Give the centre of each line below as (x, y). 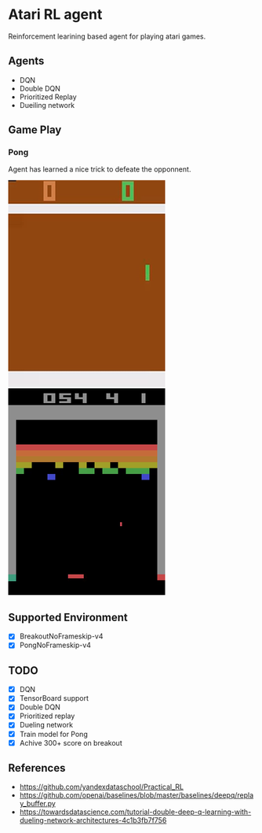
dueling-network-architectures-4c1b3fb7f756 (93, 820)
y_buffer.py (38, 804)
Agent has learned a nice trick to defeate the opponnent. (100, 169)
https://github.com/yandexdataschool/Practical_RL (102, 787)
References (37, 768)
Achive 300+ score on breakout (71, 742)
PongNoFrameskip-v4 (55, 645)
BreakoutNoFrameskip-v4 (61, 636)
